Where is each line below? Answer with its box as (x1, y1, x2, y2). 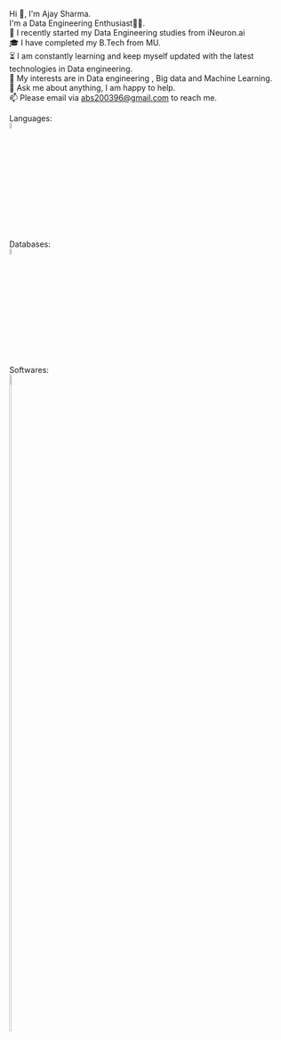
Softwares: (9, 365, 49, 375)
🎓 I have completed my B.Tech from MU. (9, 37, 162, 48)
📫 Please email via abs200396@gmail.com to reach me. (9, 93, 218, 102)
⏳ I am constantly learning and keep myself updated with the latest (9, 51, 254, 61)
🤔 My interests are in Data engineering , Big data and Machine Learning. (9, 73, 273, 84)
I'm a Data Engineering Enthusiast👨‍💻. (9, 18, 146, 28)
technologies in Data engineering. (9, 63, 133, 74)
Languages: (9, 113, 52, 124)
